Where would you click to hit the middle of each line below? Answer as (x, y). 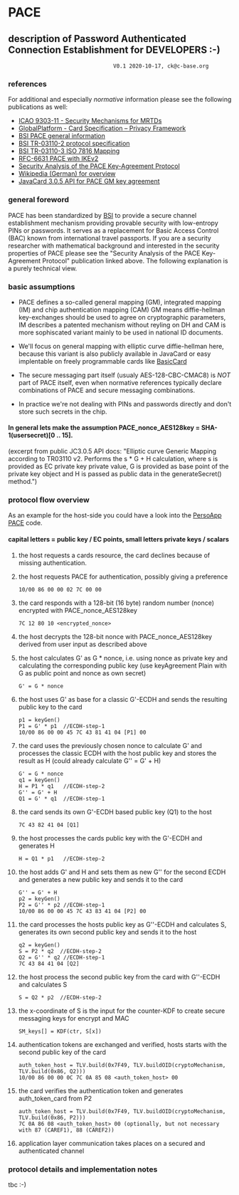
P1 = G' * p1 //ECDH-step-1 (62, 726)
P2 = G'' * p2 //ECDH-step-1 (62, 905)
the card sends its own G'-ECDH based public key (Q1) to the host (115, 811)
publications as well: (38, 107)
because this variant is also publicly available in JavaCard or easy (115, 354)
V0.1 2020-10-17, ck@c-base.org (161, 66)
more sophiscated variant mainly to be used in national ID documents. (121, 332)
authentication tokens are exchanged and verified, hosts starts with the (122, 1044)
